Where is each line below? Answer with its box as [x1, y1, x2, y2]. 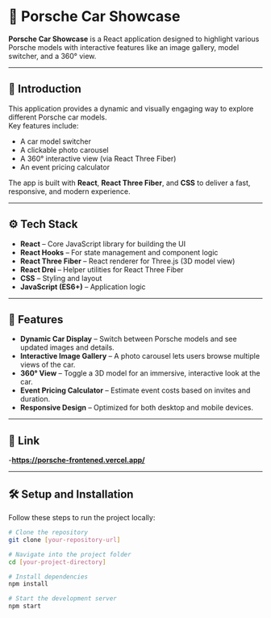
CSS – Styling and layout [19, 273, 102, 283]
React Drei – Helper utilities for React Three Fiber [19, 264, 184, 274]
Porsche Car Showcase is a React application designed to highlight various [8, 34, 260, 44]
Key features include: [8, 120, 79, 130]
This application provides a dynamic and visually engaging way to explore [8, 103, 254, 113]
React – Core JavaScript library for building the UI [19, 238, 186, 249]
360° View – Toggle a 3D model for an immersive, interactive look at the [19, 368, 261, 378]
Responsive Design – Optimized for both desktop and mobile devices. [19, 403, 254, 413]
